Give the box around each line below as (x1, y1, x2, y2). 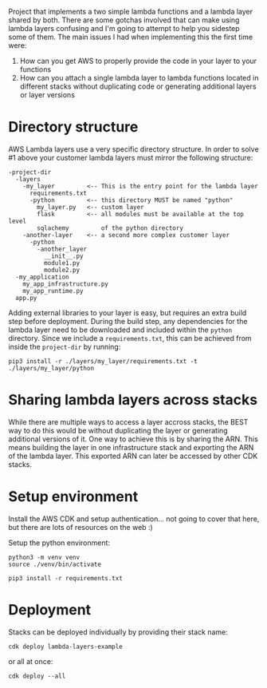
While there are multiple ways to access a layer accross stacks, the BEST (8, 417, 249, 426)
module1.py (43, 259, 80, 267)
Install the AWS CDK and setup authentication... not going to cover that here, (8, 514, 260, 524)
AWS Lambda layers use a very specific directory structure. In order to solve (8, 144, 259, 154)
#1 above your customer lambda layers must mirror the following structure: (8, 152, 253, 162)
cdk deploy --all (8, 672, 66, 680)
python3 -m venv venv (8, 553, 80, 561)
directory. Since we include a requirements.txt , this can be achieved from (8, 333, 253, 342)
